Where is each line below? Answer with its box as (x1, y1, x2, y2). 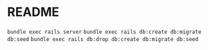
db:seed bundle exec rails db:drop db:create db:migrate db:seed (7, 35, 199, 42)
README (7, 4, 60, 20)
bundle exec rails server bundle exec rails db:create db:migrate (7, 28, 202, 35)
